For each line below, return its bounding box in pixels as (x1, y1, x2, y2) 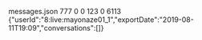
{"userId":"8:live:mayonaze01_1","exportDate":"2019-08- (8, 15, 194, 24)
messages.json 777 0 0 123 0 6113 (8, 7, 122, 16)
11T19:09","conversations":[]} (8, 24, 104, 32)
